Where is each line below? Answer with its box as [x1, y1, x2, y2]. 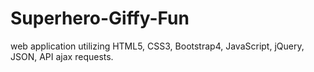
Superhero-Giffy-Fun [10, 7, 190, 30]
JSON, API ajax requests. [10, 50, 114, 62]
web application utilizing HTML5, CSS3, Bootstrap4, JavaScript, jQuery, [10, 40, 305, 52]
